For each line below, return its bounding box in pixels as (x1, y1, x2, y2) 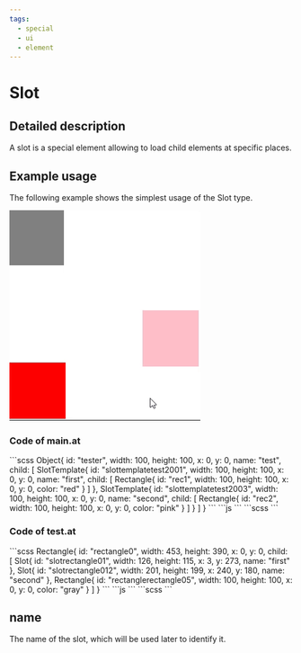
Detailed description (9, 118, 126, 134)
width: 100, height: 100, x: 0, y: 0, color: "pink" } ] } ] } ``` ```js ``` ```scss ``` (9, 503, 279, 514)
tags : (9, 14, 30, 23)
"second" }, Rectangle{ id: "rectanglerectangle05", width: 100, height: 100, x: (9, 574, 293, 585)
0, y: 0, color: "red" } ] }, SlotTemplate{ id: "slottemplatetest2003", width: (9, 484, 279, 495)
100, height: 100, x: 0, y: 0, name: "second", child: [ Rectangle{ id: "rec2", (9, 493, 279, 504)
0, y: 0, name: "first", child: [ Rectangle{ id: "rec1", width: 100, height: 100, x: (9, 474, 289, 485)
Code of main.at (9, 434, 81, 447)
